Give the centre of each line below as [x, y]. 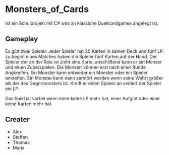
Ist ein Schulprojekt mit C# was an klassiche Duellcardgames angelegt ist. [82, 23]
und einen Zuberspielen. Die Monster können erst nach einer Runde [76, 67]
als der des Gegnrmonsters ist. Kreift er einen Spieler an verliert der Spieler [83, 83]
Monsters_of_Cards [47, 9]
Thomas [21, 142]
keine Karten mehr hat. [29, 104]
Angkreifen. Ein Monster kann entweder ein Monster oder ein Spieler [76, 72]
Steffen [20, 137]
